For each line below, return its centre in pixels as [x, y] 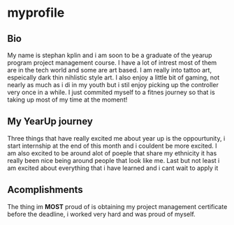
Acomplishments [45, 190]
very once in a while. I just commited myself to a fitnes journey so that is [111, 92]
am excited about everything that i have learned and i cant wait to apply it [113, 168]
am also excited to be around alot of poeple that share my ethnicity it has [112, 153]
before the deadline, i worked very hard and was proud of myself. [101, 214]
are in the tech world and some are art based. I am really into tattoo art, [109, 70]
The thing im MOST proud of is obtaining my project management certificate [117, 206]
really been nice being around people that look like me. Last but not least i [114, 160]
